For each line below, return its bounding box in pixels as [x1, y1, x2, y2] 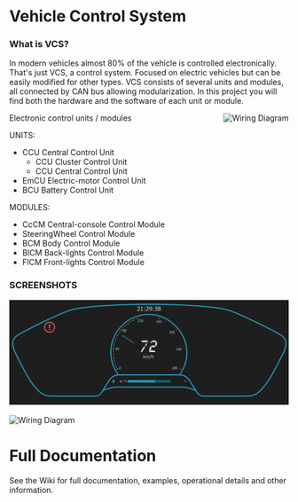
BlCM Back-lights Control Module [21, 247, 145, 258]
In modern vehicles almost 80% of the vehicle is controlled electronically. [9, 58, 278, 68]
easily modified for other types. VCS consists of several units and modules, [9, 77, 284, 88]
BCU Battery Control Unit [21, 184, 114, 196]
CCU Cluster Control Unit [35, 157, 128, 168]
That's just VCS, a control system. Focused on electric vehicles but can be [9, 67, 281, 78]
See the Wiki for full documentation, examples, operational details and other [9, 475, 286, 485]
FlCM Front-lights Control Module [21, 257, 145, 268]
